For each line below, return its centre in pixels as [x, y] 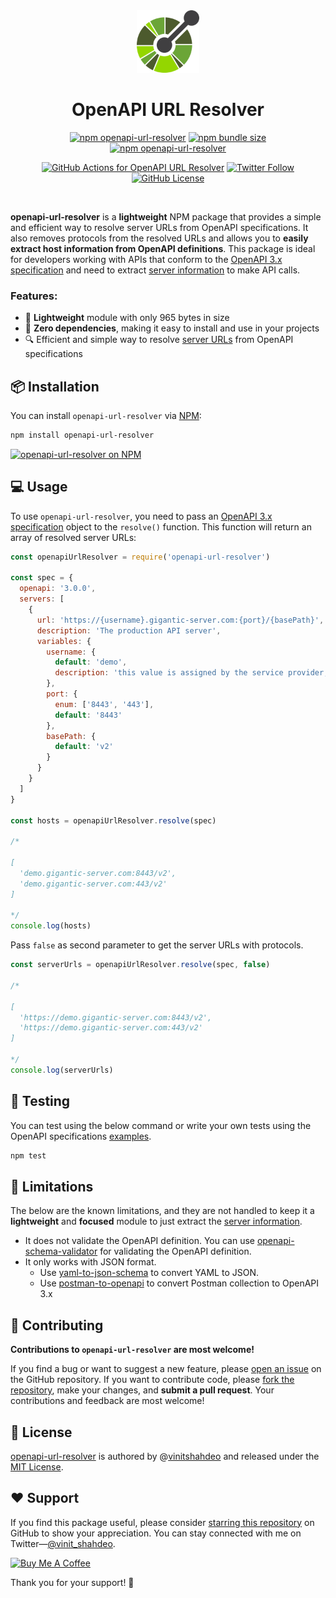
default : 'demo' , [91, 662]
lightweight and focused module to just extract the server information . [156, 1221]
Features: [34, 296]
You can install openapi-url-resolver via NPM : [106, 416]
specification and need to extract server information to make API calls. [155, 270]
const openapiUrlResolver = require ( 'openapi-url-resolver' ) [140, 557]
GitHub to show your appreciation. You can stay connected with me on [156, 1533]
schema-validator [61, 1251]
